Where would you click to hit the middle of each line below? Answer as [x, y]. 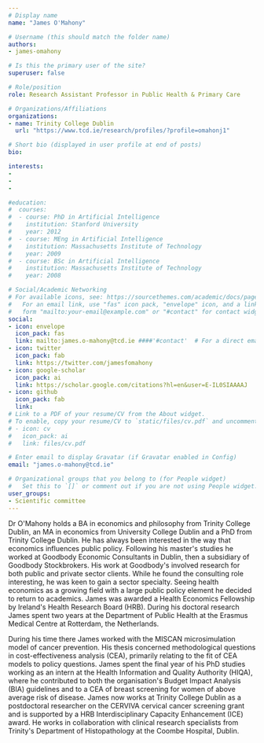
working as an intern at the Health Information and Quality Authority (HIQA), [130, 672]
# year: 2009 [35, 254]
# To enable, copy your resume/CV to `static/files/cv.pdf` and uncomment [133, 421]
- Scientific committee [47, 501]
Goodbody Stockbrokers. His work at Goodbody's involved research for [124, 565]
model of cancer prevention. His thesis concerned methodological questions [132, 647]
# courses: [27, 210]
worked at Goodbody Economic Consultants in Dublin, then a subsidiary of [129, 557]
